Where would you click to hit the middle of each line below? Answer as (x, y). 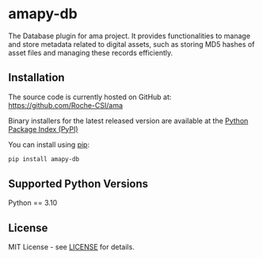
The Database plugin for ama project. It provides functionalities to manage (130, 36)
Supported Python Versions (78, 184)
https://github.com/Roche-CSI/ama (66, 105)
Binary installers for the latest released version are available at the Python (128, 121)
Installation (36, 77)
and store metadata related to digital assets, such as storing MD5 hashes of (131, 44)
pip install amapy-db (44, 159)
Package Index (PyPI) (43, 129)
